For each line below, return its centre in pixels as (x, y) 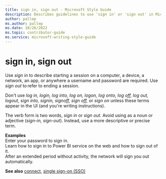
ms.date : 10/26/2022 (26, 28)
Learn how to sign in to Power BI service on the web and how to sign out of (82, 145)
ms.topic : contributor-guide (35, 33)
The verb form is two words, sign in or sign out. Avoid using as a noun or (79, 115)
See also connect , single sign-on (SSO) (45, 171)
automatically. (19, 161)
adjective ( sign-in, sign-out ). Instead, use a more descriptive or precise (78, 120)
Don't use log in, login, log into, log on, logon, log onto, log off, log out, (77, 95)
